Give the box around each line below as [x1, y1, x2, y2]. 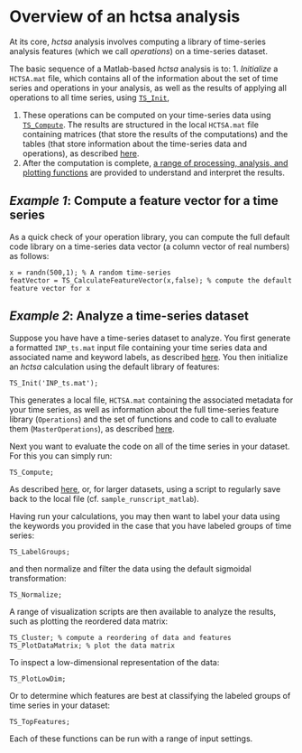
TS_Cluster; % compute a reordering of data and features [9, 633, 232, 642]
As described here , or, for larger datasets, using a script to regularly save [9, 483, 281, 494]
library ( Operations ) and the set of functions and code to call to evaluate [9, 414, 278, 424]
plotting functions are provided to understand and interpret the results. [22, 167, 286, 178]
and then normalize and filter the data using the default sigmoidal [9, 562, 252, 574]
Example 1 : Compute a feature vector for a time [9, 193, 279, 209]
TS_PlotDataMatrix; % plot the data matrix [9, 641, 176, 650]
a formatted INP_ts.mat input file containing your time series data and [9, 341, 268, 353]
